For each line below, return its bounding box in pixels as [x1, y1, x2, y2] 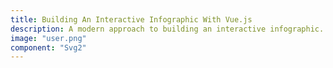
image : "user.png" [10, 33, 87, 43]
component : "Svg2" [10, 42, 87, 53]
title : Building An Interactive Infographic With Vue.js [10, 14, 253, 25]
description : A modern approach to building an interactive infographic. [10, 24, 325, 34]
